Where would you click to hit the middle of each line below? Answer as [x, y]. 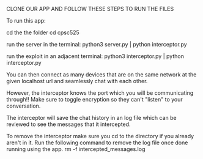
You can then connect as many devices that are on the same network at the [102, 75]
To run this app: [26, 20]
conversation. [24, 106]
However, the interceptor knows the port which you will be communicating [100, 93]
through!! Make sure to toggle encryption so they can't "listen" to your [95, 99]
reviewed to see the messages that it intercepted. [68, 124]
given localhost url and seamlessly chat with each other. [77, 81]
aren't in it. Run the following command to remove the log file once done [97, 142]
